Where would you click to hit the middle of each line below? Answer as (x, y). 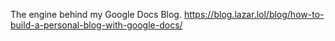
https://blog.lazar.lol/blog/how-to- (254, 14)
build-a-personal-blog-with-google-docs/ (96, 25)
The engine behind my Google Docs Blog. (96, 14)
